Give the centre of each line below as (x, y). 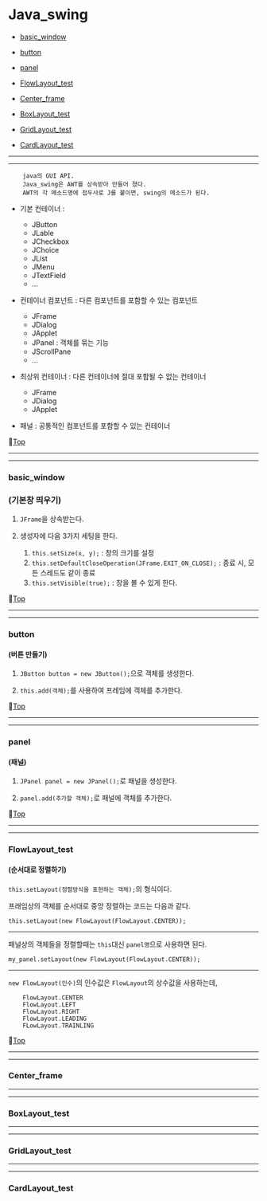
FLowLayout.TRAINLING (58, 1026)
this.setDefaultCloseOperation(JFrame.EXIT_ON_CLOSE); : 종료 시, (139, 563)
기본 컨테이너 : (42, 208)
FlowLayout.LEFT (50, 1005)
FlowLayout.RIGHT (51, 1011)
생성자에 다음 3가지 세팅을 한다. (68, 536)
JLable (43, 233)
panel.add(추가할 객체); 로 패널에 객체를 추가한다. (96, 798)
